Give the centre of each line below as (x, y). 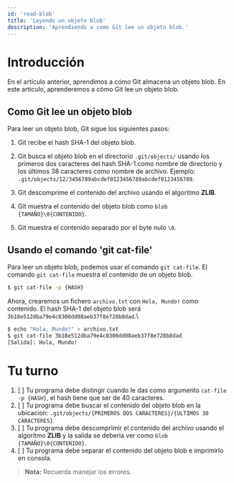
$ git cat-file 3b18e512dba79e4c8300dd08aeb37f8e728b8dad (95, 335)
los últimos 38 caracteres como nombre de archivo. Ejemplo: (106, 172)
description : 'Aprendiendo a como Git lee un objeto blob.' (98, 27)
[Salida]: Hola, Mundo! (43, 342)
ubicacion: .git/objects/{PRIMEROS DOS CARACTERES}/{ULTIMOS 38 (113, 413)
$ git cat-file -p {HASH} (45, 287)
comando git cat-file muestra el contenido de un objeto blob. (100, 274)
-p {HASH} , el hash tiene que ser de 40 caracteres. (91, 398)
